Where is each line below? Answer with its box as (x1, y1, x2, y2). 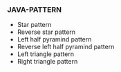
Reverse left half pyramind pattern (17, 43, 115, 51)
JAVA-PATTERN (7, 5, 62, 15)
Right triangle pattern (17, 57, 78, 66)
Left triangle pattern (17, 50, 75, 58)
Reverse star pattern (17, 28, 76, 36)
